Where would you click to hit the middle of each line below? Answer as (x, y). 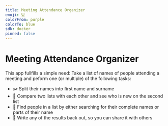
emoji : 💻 (15, 15)
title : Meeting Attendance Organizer (45, 10)
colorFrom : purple (25, 19)
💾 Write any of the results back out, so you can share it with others (82, 117)
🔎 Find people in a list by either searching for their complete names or (86, 107)
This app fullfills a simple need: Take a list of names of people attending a (82, 73)
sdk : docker (18, 29)
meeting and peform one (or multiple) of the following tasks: (68, 78)
